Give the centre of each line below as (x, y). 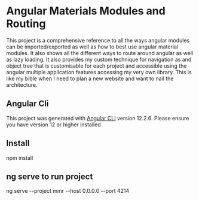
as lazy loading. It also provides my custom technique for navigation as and (99, 59)
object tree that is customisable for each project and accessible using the (97, 66)
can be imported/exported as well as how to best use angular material (92, 47)
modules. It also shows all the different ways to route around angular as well (100, 53)
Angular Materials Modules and (86, 11)
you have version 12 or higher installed (53, 125)
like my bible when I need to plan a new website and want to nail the (90, 78)
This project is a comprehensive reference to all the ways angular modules (98, 40)
